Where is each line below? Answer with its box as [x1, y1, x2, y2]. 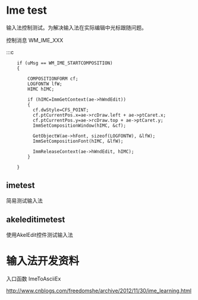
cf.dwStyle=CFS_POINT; [32, 107, 89, 113]
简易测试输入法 [6, 197, 43, 204]
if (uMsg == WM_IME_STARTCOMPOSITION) [17, 60, 113, 66]
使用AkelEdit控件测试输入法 [6, 231, 73, 238]
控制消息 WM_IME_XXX [6, 36, 64, 43]
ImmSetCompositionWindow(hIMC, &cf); [32, 123, 127, 129]
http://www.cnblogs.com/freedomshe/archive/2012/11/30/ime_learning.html [6, 287, 192, 294]
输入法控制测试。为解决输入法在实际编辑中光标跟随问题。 [6, 24, 147, 31]
